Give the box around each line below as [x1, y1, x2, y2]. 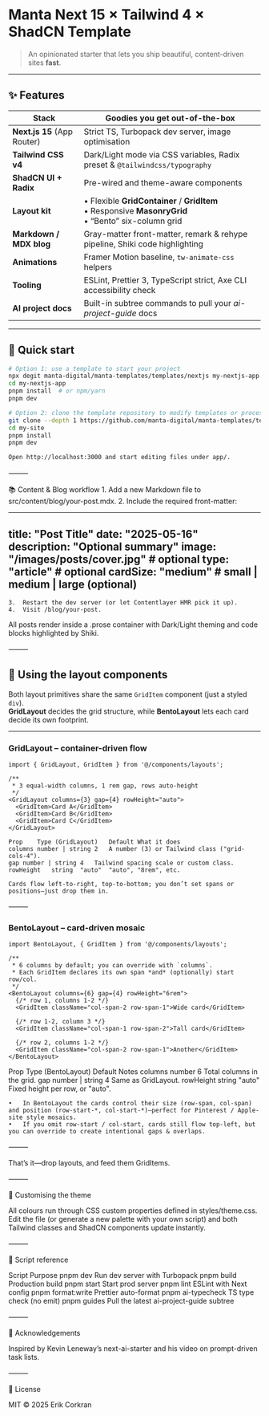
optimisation [83, 136, 130, 147]
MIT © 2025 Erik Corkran [8, 1400, 92, 1410]
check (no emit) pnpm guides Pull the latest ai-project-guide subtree [8, 1296, 235, 1306]
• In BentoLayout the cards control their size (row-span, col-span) [8, 1100, 252, 1108]
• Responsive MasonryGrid [83, 205, 188, 216]
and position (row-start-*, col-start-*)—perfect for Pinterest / [8, 1106, 235, 1115]
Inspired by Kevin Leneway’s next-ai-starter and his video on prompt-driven [8, 1344, 258, 1353]
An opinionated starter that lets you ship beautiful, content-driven [27, 49, 244, 59]
